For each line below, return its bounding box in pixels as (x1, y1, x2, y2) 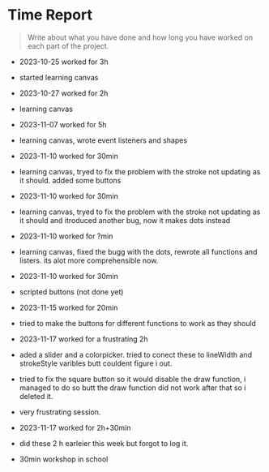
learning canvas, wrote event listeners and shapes (19, 135, 188, 145)
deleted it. (19, 391, 53, 401)
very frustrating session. (19, 407, 101, 417)
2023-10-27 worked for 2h (19, 88, 109, 98)
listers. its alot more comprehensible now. (19, 255, 159, 265)
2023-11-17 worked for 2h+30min (19, 423, 131, 432)
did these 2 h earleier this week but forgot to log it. (19, 438, 189, 448)
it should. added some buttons (19, 175, 122, 185)
